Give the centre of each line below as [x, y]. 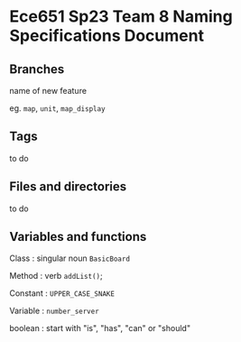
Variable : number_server [54, 311]
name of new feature [48, 91]
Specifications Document [107, 36]
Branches [37, 69]
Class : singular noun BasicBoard [70, 258]
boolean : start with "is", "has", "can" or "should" [100, 328]
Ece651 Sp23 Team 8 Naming [121, 17]
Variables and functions [78, 237]
